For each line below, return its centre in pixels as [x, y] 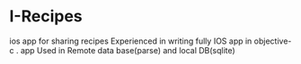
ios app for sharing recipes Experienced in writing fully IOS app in [131, 41]
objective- [273, 41]
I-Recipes [46, 16]
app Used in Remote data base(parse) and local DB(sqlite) [128, 50]
